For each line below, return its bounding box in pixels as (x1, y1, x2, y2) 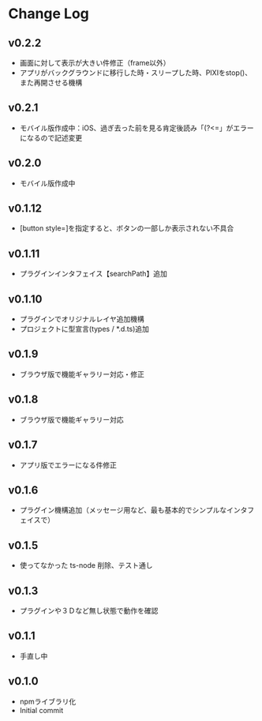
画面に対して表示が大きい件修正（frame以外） (19, 58, 171, 67)
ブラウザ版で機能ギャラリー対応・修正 (19, 369, 144, 379)
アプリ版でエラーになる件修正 (19, 460, 117, 470)
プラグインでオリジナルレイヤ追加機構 (19, 314, 144, 324)
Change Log (8, 5, 89, 23)
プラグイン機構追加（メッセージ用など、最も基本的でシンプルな (19, 505, 227, 515)
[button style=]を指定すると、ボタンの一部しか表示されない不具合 (19, 223, 234, 233)
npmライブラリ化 (19, 697, 77, 706)
